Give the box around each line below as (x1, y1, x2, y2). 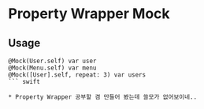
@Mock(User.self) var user (8, 57, 97, 65)
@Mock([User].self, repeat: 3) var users (8, 71, 147, 79)
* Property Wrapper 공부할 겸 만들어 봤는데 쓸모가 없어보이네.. (8, 93, 198, 101)
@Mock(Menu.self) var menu (8, 64, 97, 72)
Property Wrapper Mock (8, 5, 171, 23)
